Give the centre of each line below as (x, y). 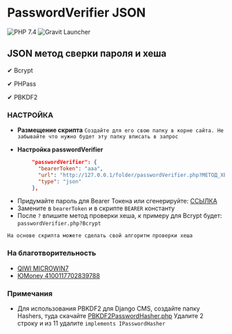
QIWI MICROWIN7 (43, 268)
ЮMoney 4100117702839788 (58, 275)
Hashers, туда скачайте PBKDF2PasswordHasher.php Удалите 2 (110, 316)
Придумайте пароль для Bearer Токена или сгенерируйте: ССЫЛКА (117, 201)
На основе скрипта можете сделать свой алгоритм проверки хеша (100, 236)
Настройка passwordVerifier (60, 149)
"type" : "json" (59, 181)
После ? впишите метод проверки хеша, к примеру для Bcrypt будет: (119, 216)
